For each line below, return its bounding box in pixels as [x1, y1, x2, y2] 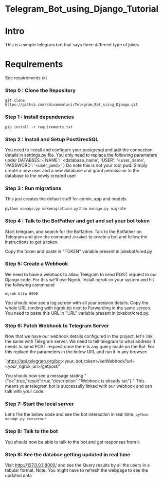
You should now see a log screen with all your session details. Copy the [5, 300, 148, 305]
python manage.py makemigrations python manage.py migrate [5, 206, 127, 211]
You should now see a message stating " [5, 373, 87, 379]
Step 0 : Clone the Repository [5, 87, 76, 93]
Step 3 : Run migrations [5, 185, 62, 192]
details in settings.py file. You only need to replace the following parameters [5, 152, 157, 158]
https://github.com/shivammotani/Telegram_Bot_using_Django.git [5, 102, 138, 107]
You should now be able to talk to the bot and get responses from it [5, 439, 140, 445]
